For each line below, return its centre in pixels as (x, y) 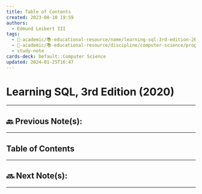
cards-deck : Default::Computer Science (56, 56)
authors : (17, 23)
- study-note (28, 51)
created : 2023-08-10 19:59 (40, 17)
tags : (13, 34)
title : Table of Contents (38, 12)
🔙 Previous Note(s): (44, 121)
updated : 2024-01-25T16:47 (40, 62)
